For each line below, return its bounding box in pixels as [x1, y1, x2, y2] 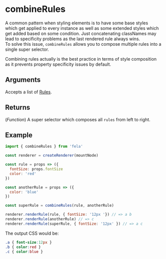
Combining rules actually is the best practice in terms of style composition [5, 56, 157, 62]
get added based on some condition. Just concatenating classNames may [5, 30, 157, 36]
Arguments [5, 76, 41, 84]
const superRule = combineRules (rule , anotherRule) [5, 203, 114, 208]
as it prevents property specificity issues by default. [5, 61, 111, 67]
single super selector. [5, 46, 50, 52]
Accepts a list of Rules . [5, 88, 52, 95]
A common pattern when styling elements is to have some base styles [5, 20, 149, 26]
